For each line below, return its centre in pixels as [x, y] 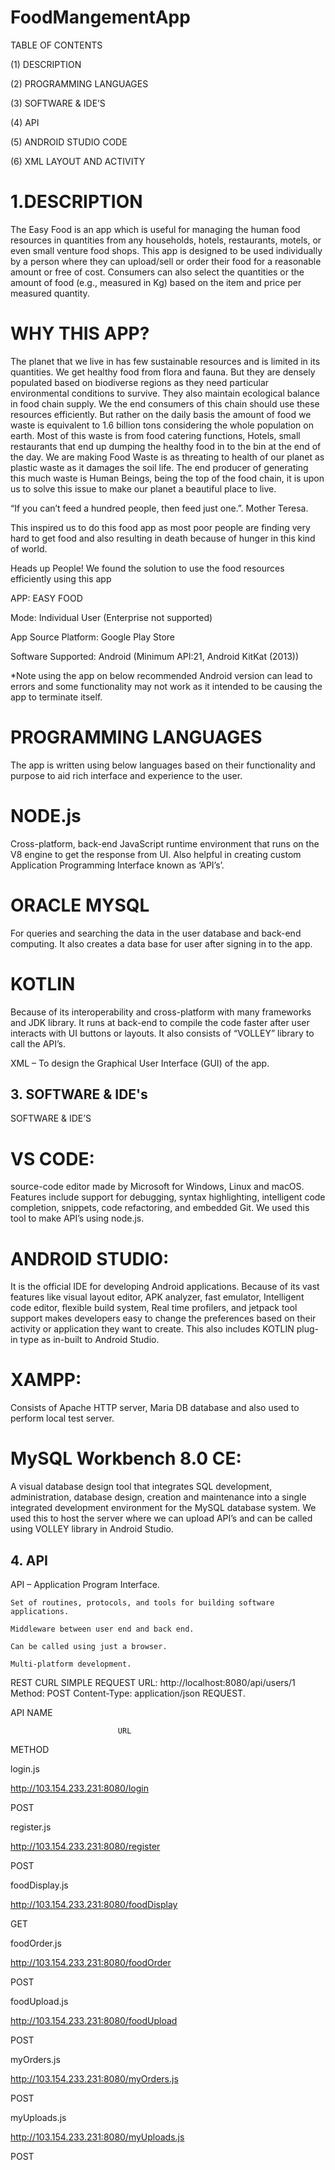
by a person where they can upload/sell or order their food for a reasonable [166, 261]
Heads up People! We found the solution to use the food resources [147, 568]
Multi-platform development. [71, 1664]
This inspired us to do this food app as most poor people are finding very [160, 527]
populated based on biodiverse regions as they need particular [140, 382]
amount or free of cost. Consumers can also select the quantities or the [157, 272]
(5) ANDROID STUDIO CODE [69, 142]
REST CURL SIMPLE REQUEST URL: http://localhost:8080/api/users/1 [153, 1682]
